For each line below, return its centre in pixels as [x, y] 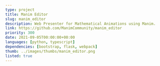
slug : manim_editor [26, 19]
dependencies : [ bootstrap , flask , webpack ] [51, 47]
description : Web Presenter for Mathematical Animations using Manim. [81, 24]
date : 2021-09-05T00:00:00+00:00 [40, 38]
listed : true [19, 56]
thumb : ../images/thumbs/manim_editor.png [50, 51]
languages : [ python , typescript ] [40, 42]
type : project [20, 10]
